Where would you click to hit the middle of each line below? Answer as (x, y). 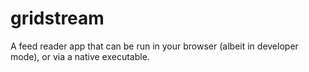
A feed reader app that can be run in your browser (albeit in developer (154, 46)
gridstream (57, 18)
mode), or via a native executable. (80, 56)
